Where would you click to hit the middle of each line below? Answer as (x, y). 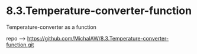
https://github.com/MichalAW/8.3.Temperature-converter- (98, 38)
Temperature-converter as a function (51, 27)
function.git (20, 45)
